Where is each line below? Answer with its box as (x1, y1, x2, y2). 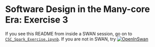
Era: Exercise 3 (5, 14, 68, 25)
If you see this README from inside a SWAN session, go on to (5, 30, 133, 36)
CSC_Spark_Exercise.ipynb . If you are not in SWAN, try (5, 36, 116, 42)
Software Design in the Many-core (5, 3, 151, 15)
